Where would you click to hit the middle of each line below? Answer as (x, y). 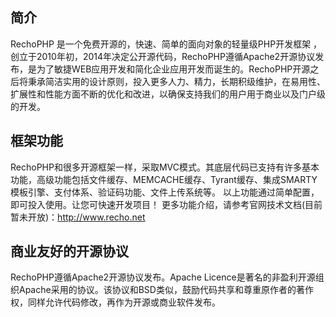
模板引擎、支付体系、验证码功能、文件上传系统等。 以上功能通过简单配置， (165, 192)
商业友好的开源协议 (69, 251)
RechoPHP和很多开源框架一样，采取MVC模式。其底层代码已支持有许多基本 (165, 167)
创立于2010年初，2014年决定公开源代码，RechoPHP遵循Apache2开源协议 (163, 56)
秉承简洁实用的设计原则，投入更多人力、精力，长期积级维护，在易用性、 (176, 81)
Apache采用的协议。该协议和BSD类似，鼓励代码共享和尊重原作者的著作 (166, 290)
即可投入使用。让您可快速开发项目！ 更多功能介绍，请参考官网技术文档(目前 (166, 204)
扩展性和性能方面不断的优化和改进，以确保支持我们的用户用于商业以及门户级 (168, 94)
